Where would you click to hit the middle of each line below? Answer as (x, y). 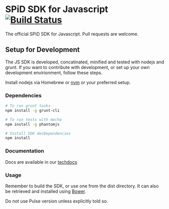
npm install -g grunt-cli (32, 110)
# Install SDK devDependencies (38, 133)
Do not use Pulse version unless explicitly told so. (57, 201)
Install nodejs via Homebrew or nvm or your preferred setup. (68, 82)
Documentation (25, 151)
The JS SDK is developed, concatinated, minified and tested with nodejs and (85, 62)
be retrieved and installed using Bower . (46, 191)
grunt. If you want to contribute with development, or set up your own (77, 67)
